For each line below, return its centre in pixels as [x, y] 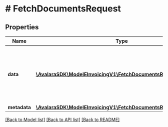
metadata [19, 107]
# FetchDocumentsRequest [63, 9]
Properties [22, 27]
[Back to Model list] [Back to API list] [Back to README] [62, 120]
